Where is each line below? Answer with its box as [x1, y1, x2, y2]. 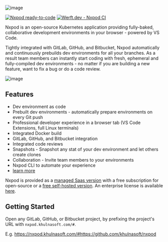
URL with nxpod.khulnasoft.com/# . [5, 221, 76, 227]
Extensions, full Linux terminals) [12, 125, 79, 131]
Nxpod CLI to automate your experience [12, 162, 96, 168]
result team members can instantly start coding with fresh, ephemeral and [5, 55, 159, 61]
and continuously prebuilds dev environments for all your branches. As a [5, 50, 156, 56]
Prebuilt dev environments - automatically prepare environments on [12, 108, 153, 115]
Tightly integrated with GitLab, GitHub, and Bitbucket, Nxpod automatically [5, 45, 160, 50]
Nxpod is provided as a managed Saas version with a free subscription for [5, 177, 159, 183]
